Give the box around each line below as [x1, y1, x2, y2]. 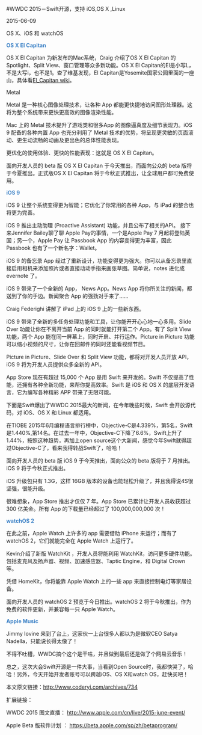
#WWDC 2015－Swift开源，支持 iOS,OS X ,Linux [6, 5, 126, 12]
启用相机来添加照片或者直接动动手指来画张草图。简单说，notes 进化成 [11, 265, 185, 272]
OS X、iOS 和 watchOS [6, 29, 64, 37]
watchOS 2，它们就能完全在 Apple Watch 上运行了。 [6, 537, 137, 544]
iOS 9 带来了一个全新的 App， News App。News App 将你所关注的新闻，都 [6, 285, 192, 292]
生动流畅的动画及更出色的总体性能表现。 [22, 137, 122, 143]
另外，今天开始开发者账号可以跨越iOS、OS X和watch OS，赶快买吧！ [16, 671, 188, 678]
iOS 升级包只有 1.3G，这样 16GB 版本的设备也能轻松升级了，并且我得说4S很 [6, 478, 194, 484]
